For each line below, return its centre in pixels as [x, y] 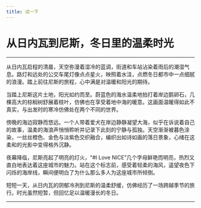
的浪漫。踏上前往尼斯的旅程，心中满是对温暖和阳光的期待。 [80, 82]
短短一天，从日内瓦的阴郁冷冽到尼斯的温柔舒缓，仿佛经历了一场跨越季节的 [98, 185]
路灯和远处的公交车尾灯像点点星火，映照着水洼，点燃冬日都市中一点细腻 [106, 74]
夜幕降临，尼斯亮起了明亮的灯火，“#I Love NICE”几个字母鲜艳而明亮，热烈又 [100, 157]
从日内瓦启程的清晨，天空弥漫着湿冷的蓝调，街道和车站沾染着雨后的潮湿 [95, 67]
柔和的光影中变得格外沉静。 [40, 144]
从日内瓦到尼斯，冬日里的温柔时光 [90, 43]
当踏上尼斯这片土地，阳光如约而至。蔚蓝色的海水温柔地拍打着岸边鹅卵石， [98, 94]
